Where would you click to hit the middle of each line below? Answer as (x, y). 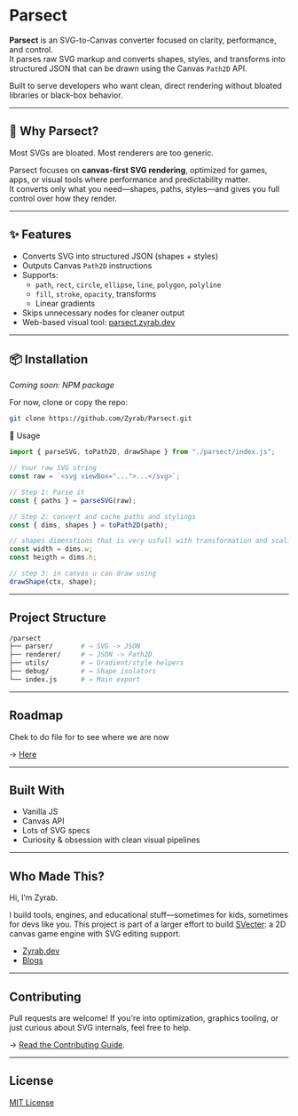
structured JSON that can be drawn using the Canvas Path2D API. (128, 68)
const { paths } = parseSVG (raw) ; (73, 500)
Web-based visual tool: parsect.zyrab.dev (98, 322)
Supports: (40, 275)
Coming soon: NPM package (62, 385)
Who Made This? (57, 876)
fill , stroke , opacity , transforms (96, 293)
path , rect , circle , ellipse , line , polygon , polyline (128, 284)
